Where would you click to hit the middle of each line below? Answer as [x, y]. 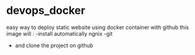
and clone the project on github [54, 45]
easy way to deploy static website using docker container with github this [97, 27]
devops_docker [46, 11]
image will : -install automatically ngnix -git [59, 33]
